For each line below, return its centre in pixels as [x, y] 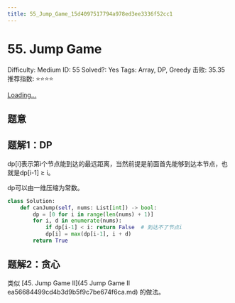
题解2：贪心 [34, 264]
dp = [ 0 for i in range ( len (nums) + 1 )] [93, 214]
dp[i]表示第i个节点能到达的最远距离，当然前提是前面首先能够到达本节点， [115, 163]
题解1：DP [30, 145]
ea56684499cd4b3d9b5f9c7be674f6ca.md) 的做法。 [86, 292]
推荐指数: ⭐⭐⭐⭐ [31, 78]
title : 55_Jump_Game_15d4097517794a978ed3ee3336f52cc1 [90, 14]
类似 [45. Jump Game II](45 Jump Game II [69, 283]
